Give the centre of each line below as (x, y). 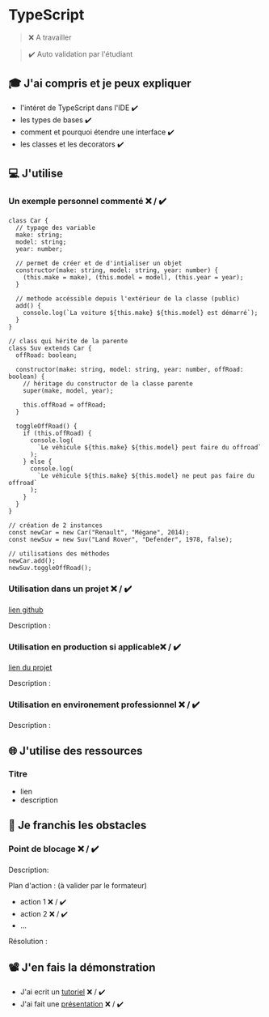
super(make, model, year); (68, 391)
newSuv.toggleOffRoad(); (50, 568)
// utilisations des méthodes (59, 554)
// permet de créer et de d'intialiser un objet (99, 264)
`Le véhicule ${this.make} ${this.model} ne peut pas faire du (146, 476)
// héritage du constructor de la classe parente (108, 384)
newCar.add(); (32, 561)
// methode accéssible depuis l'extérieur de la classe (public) (128, 299)
